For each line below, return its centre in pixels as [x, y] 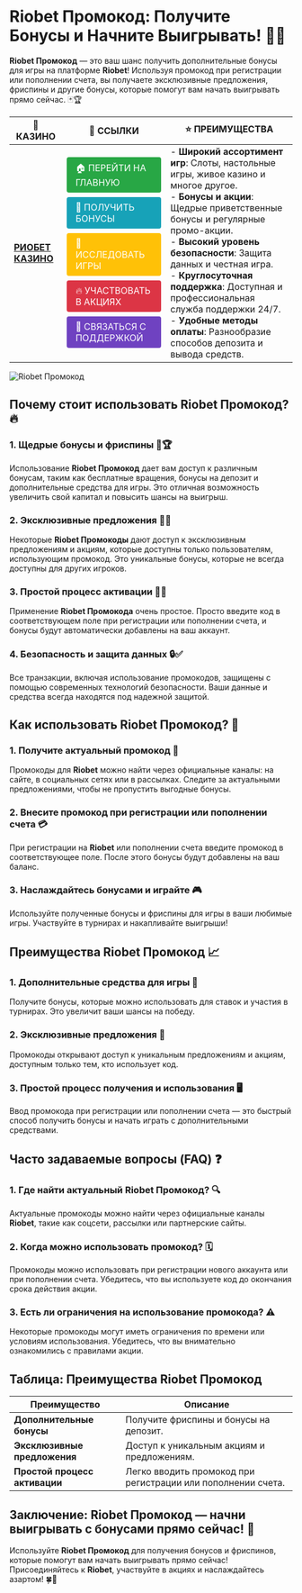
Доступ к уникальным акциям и [195, 1445]
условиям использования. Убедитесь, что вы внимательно [123, 1341]
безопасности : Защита [221, 252]
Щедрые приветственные [226, 207]
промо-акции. [202, 230]
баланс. [24, 866]
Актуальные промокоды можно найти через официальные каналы [137, 1213]
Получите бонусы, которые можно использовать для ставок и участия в [149, 1002]
